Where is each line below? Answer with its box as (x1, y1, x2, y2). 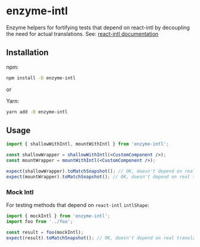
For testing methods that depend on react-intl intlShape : (6, 201, 149, 208)
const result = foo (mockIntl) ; (6, 229, 84, 235)
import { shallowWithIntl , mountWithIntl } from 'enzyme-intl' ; (6, 141, 169, 147)
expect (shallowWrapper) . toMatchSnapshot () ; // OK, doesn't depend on (6, 168, 183, 174)
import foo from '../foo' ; (6, 218, 73, 224)
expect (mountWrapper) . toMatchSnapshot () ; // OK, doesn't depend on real (6, 174, 190, 180)
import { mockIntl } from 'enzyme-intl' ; (6, 213, 111, 219)
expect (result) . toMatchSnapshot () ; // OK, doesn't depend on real (6, 234, 174, 241)
